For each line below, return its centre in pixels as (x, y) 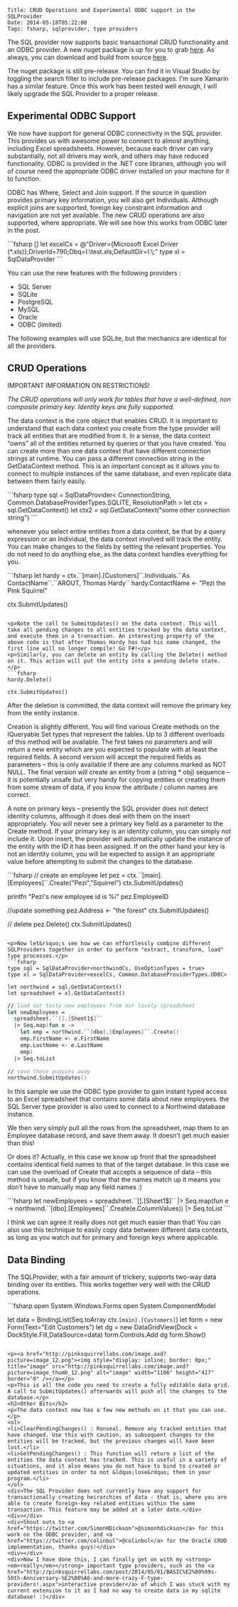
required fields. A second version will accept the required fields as (104, 757)
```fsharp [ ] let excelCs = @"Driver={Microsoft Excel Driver (93, 244)
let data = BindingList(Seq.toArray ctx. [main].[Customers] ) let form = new (115, 1319)
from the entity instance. (43, 712)
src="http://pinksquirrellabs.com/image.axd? (121, 1366)
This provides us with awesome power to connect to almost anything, (109, 141)
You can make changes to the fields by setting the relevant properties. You (117, 546)
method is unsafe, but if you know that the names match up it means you (114, 1180)
